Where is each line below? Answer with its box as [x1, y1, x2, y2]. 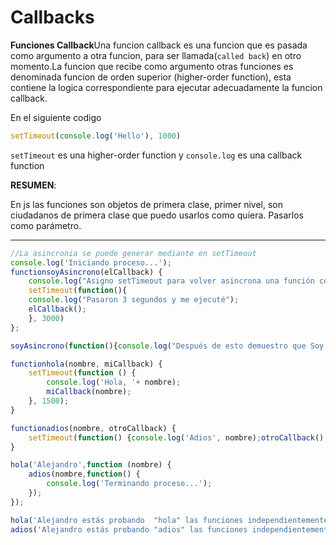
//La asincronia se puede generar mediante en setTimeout [10, 248, 257, 258]
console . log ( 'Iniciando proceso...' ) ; [10, 257, 172, 268]
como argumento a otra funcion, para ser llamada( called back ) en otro [10, 49, 302, 61]
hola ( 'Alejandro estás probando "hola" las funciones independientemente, [10, 515, 333, 525]
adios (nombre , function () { [28, 469, 141, 480]
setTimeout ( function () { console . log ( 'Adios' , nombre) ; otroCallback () [28, 432, 325, 443]
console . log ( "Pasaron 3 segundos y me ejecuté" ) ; [28, 295, 240, 305]
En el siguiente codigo [10, 111, 102, 123]
